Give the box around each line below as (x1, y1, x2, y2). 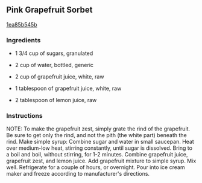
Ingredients (6, 36, 41, 44)
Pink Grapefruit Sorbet (6, 5, 93, 15)
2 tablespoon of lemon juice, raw (14, 97, 97, 104)
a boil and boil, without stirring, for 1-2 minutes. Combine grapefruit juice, (6, 151, 188, 158)
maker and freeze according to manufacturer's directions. (6, 170, 150, 178)
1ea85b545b (6, 21, 37, 28)
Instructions (6, 112, 43, 120)
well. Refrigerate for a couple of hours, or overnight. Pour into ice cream (6, 164, 185, 171)
